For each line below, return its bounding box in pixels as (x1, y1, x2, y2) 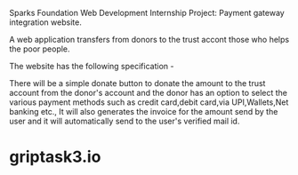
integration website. (9, 17, 82, 28)
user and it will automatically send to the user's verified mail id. (9, 115, 240, 126)
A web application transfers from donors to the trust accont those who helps (9, 35, 290, 44)
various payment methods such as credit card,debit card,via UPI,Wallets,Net (9, 97, 289, 107)
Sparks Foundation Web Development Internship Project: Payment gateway (9, 8, 285, 18)
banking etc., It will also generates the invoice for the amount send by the (9, 107, 278, 116)
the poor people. (9, 44, 70, 54)
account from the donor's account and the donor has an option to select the (9, 88, 287, 98)
